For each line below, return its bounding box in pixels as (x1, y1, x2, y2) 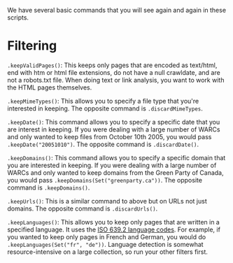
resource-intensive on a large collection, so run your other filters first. (7, 248, 209, 256)
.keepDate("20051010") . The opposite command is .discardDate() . (7, 140, 199, 148)
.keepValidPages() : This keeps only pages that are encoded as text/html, (7, 61, 218, 69)
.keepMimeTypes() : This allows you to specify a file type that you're (7, 97, 199, 105)
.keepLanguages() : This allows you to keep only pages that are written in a (7, 218, 220, 226)
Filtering (7, 38, 57, 54)
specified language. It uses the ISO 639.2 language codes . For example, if (7, 225, 220, 234)
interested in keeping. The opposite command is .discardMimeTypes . (7, 104, 203, 113)
